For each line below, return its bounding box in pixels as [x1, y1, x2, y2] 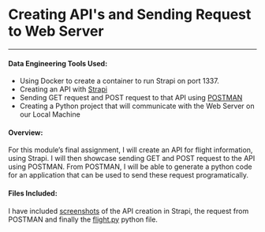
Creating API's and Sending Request [8, 6, 252, 24]
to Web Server [8, 22, 104, 40]
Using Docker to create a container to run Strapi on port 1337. [19, 77, 219, 86]
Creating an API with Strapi [19, 84, 108, 94]
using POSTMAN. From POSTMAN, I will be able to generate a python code [8, 162, 252, 171]
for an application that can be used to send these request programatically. [8, 170, 248, 180]
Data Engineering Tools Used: [8, 58, 108, 68]
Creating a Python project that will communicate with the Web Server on [19, 101, 255, 111]
